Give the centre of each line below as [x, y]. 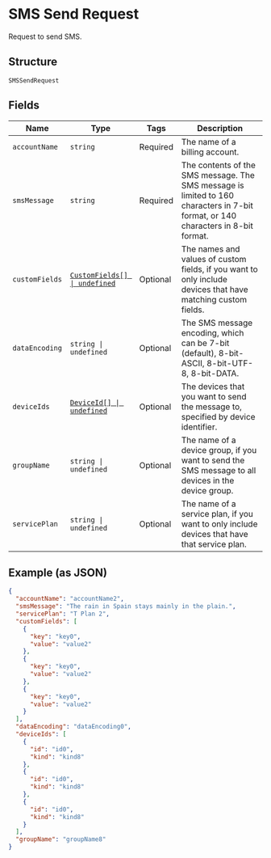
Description [220, 128]
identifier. [199, 427]
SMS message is [213, 185]
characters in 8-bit [217, 226]
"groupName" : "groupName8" [61, 839]
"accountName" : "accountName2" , [70, 599]
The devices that [213, 387]
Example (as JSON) [58, 572]
